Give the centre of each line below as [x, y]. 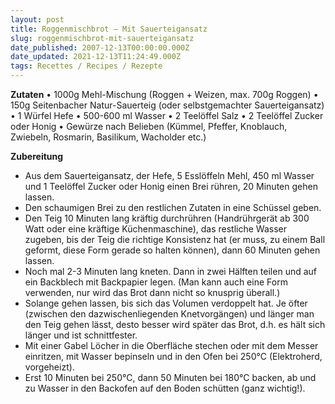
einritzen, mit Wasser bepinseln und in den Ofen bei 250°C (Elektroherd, [173, 356]
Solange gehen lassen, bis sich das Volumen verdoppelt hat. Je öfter [166, 303]
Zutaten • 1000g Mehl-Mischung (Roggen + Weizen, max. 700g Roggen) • [164, 94]
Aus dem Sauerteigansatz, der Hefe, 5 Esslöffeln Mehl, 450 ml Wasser [169, 175]
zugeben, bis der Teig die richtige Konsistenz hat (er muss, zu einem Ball [175, 239]
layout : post [37, 19]
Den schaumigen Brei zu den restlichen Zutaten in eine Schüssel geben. [173, 207]
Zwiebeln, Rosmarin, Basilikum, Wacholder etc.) [108, 137]
